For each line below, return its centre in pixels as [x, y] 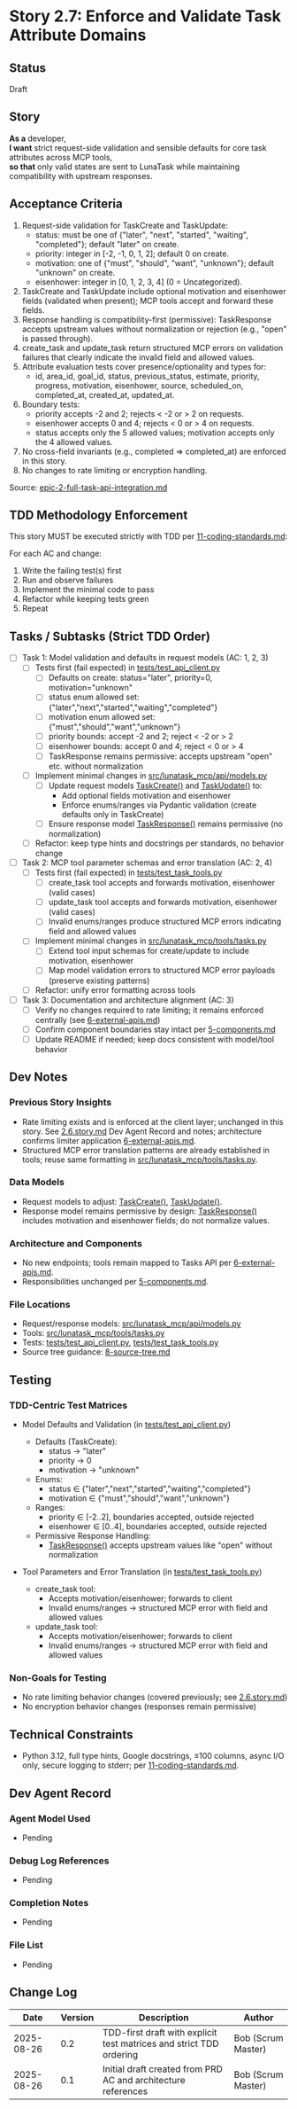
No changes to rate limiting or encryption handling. [114, 470]
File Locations [40, 1305]
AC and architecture [144, 2080]
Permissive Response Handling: [93, 1536]
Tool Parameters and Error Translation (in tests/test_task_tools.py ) [142, 1572]
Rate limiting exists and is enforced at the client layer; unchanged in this [152, 1121]
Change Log [43, 1992]
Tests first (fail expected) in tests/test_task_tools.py [129, 873]
